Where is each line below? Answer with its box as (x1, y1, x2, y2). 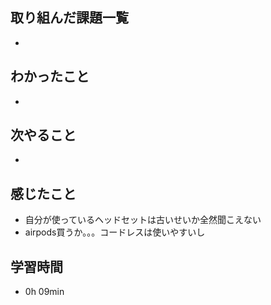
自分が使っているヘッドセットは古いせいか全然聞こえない (24, 214, 262, 226)
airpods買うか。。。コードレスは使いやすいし (24, 226, 206, 238)
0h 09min (24, 286, 65, 298)
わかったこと (10, 68, 90, 85)
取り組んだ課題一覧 (10, 9, 129, 27)
